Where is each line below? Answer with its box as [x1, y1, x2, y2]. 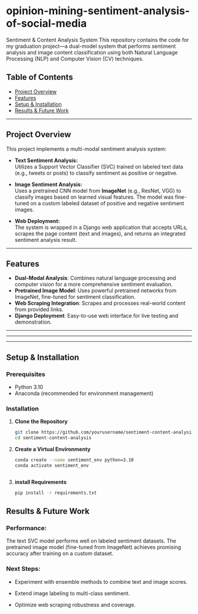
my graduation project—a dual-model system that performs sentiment [6, 43, 176, 50]
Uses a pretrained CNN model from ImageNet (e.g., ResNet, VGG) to [14, 187, 181, 194]
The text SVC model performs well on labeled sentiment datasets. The [6, 537, 177, 545]
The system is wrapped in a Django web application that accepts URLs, [14, 224, 188, 231]
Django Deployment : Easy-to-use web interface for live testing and [14, 312, 179, 319]
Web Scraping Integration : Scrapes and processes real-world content [14, 300, 186, 307]
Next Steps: [6, 565, 41, 573]
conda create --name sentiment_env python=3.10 [14, 457, 134, 463]
